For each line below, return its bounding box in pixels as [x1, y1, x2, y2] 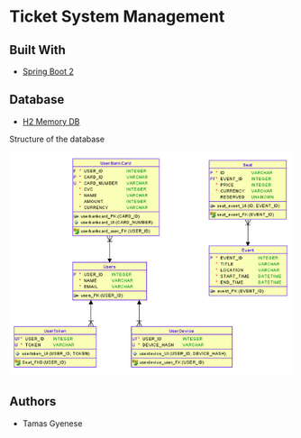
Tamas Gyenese [22, 417, 83, 429]
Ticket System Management [9, 6, 225, 27]
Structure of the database [9, 133, 105, 144]
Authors [9, 394, 57, 409]
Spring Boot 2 [22, 66, 74, 77]
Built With [9, 42, 66, 58]
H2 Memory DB [22, 115, 80, 127]
